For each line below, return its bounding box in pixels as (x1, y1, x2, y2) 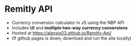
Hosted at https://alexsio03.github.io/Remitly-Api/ (11, 30, 112, 36)
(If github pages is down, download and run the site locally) (11, 35, 132, 41)
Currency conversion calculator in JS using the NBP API (11, 20, 124, 25)
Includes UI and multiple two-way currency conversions (11, 24, 128, 30)
